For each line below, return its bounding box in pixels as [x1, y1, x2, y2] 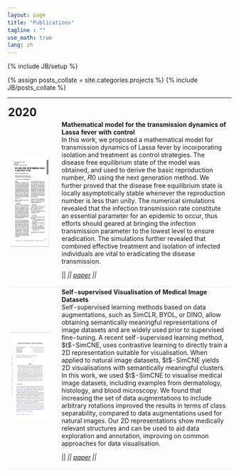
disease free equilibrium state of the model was [61, 158, 201, 167]
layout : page [7, 11, 46, 19]
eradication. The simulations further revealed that [61, 234, 206, 243]
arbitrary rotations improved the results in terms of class [61, 401, 226, 410]
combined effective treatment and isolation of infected [61, 242, 221, 251]
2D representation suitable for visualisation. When [61, 348, 208, 356]
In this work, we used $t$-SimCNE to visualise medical [61, 371, 223, 379]
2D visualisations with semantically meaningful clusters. [61, 363, 225, 372]
